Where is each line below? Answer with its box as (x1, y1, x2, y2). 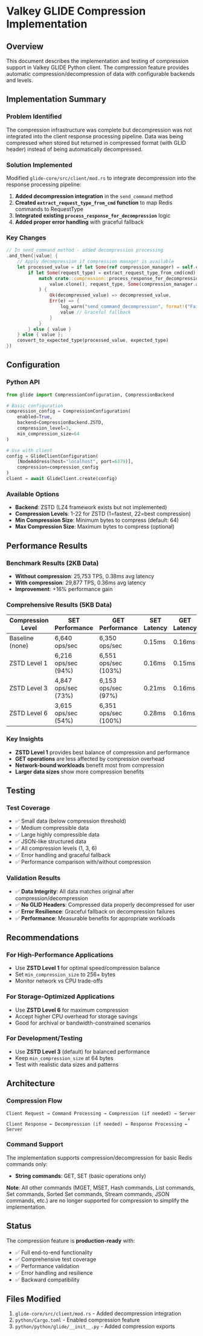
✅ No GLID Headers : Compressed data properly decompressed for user (14, 901, 195, 908)
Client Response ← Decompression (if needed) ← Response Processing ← (6, 1121, 188, 1127)
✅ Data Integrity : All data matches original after (14, 887, 134, 895)
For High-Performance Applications (6, 950, 114, 959)
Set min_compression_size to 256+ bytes (14, 971, 116, 978)
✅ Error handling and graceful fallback (14, 852, 111, 859)
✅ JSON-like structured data (14, 838, 86, 845)
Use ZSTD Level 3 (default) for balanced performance (14, 1047, 150, 1055)
